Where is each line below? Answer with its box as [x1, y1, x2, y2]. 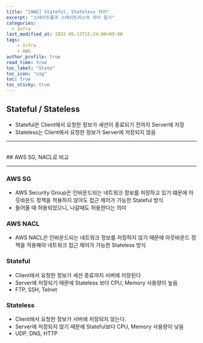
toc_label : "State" [6, 65, 56, 71]
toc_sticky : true [6, 82, 50, 88]
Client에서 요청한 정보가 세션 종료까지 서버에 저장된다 [14, 271, 141, 278]
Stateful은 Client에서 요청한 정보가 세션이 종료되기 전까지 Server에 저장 [14, 121, 185, 128]
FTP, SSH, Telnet [14, 286, 57, 293]
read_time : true [6, 59, 47, 65]
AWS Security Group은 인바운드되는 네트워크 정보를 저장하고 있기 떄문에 [14, 189, 187, 196]
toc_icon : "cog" [6, 71, 47, 77]
